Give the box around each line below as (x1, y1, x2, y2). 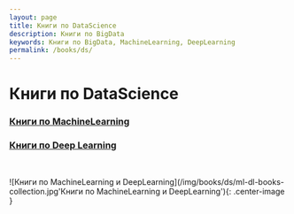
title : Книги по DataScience (9, 21, 117, 30)
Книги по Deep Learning (9, 139, 117, 151)
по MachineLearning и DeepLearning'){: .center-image (85, 186, 285, 196)
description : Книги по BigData (9, 29, 125, 38)
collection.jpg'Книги (9, 186, 84, 196)
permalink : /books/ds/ (9, 46, 93, 55)
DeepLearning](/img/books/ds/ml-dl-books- (122, 176, 285, 187)
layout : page (9, 12, 58, 22)
